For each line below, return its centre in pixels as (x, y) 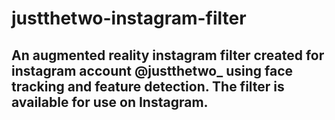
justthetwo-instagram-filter (129, 18)
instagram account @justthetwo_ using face (152, 70)
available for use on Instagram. (110, 102)
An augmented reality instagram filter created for (168, 55)
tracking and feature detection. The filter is (148, 86)
